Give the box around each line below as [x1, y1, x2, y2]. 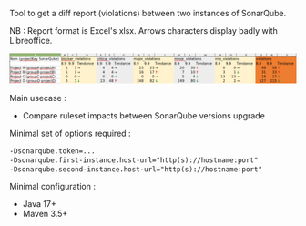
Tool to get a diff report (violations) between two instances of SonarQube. [9, 8, 287, 18]
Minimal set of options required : [9, 128, 131, 139]
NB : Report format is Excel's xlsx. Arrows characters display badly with [9, 26, 278, 36]
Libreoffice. [9, 36, 53, 46]
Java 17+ [22, 199, 56, 210]
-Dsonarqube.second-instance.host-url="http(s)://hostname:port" [9, 165, 262, 174]
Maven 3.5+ [22, 209, 68, 220]
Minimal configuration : [9, 181, 96, 192]
